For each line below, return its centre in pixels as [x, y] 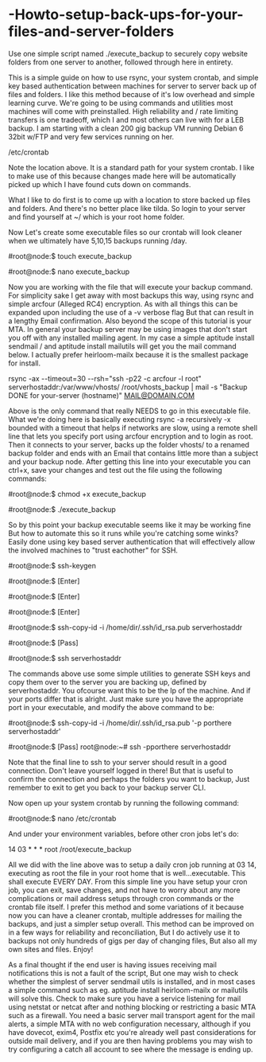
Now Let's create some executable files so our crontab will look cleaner [125, 232]
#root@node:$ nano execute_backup [69, 271]
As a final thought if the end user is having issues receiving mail [112, 964]
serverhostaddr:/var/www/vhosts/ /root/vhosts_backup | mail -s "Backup [128, 387]
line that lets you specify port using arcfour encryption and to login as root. [131, 436]
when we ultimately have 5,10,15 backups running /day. [98, 240]
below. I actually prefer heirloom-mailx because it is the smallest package [128, 354]
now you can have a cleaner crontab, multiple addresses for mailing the [125, 915]
